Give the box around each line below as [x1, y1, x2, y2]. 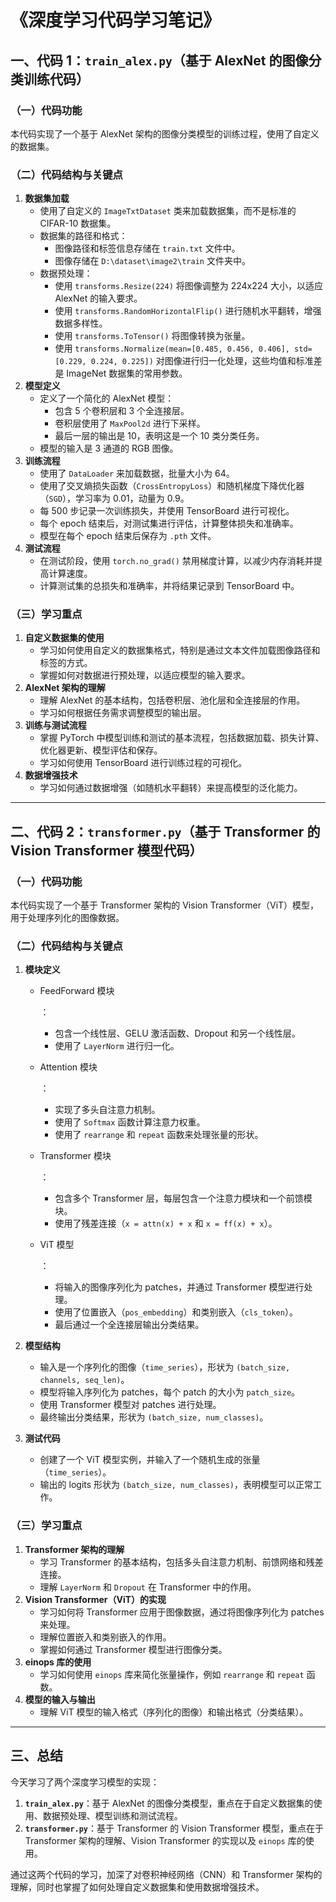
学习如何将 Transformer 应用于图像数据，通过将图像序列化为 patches [39, 1606, 325, 1618]
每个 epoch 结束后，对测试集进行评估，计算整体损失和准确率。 [39, 517, 299, 530]
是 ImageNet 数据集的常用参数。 [54, 367, 188, 380]
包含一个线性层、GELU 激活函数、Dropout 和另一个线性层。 [54, 1027, 301, 1040]
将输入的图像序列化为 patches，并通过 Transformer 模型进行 [54, 1281, 305, 1293]
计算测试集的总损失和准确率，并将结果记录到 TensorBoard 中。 [39, 580, 300, 592]
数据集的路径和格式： [39, 230, 128, 242]
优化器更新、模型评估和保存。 [39, 744, 163, 756]
